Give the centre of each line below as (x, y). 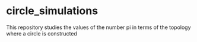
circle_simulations (52, 11)
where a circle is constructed (42, 33)
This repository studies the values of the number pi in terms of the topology (99, 27)
